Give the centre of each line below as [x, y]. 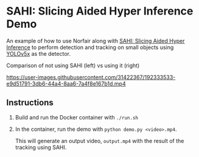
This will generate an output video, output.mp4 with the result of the [100, 141]
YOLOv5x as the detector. [39, 53]
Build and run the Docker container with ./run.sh [77, 117]
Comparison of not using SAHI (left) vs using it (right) [73, 65]
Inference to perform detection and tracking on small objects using [90, 47]
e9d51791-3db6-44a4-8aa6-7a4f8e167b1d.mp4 [66, 84]
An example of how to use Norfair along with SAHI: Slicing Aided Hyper [96, 41]
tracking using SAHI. [41, 147]
